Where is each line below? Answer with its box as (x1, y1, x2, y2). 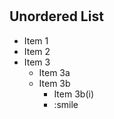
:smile (53, 98, 79, 110)
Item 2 (23, 45, 51, 57)
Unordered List (9, 8, 104, 25)
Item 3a (38, 66, 71, 78)
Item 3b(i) (53, 88, 94, 100)
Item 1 (23, 34, 49, 47)
